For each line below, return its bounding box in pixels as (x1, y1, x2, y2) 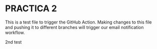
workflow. (5, 29, 25, 35)
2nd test (5, 39, 22, 45)
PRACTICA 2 (5, 3, 57, 14)
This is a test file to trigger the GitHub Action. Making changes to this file (5, 19, 152, 25)
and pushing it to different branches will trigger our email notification (5, 24, 144, 30)
